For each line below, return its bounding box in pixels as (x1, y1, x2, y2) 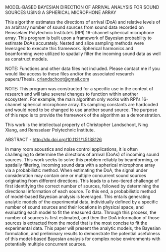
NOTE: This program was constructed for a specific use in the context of (5, 86, 154, 91)
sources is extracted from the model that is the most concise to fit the (5, 220, 148, 226)
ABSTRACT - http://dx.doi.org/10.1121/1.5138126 (5, 136, 102, 142)
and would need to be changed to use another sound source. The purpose (5, 107, 158, 113)
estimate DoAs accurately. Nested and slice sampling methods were (5, 40, 144, 46)
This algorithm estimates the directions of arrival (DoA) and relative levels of (5, 19, 161, 25)
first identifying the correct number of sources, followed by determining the (5, 183, 160, 189)
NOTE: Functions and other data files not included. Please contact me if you (5, 65, 160, 71)
